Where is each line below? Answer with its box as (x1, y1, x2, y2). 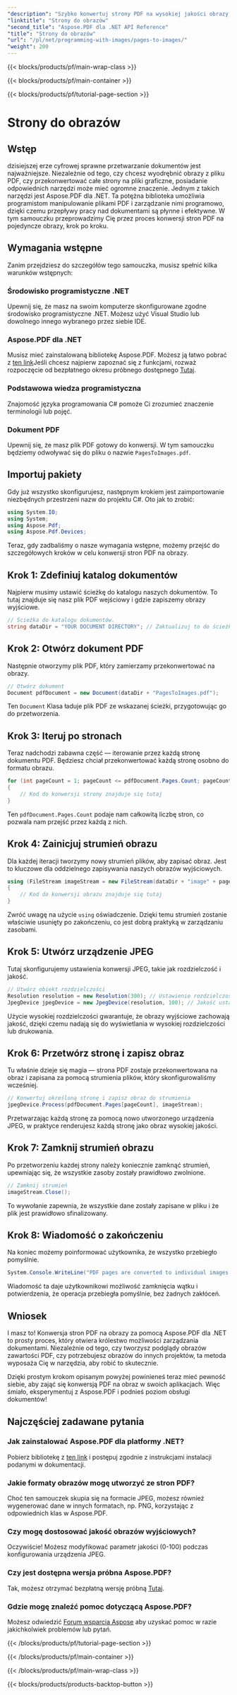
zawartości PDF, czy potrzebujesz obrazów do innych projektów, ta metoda (7, 1351, 226, 1360)
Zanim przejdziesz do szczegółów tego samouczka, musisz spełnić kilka (7, 261, 217, 269)
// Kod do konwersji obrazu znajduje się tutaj (20, 891, 162, 898)
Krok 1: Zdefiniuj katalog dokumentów (7, 569, 178, 581)
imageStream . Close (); (7, 1188, 71, 1195)
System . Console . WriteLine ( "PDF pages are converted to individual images (7, 1269, 229, 1277)
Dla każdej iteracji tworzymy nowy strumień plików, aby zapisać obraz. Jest (7, 857, 227, 865)
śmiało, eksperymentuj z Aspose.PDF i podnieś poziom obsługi (7, 1388, 190, 1396)
